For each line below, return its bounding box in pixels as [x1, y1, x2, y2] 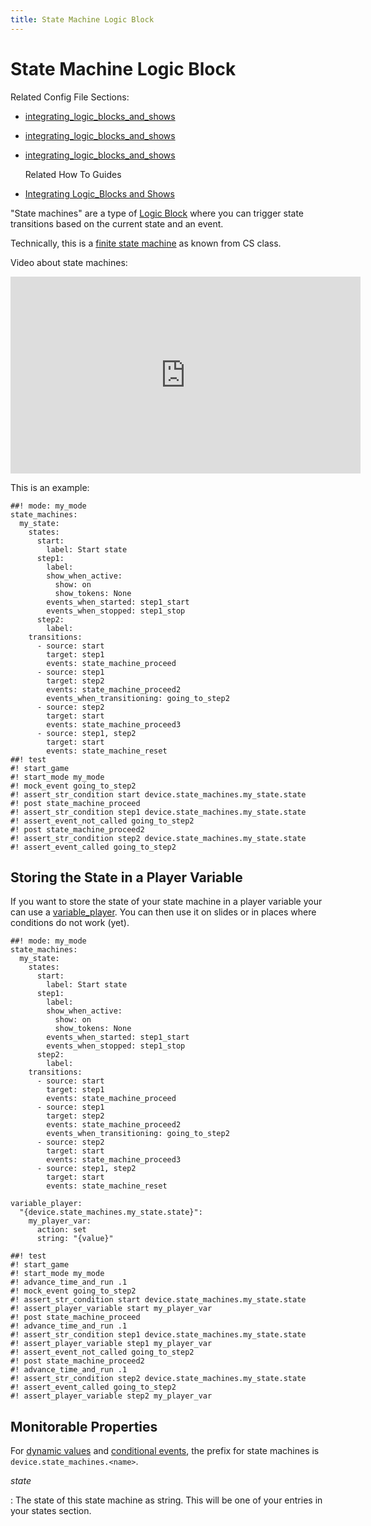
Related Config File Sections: [10, 91, 130, 103]
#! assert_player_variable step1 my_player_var [10, 1339, 213, 1349]
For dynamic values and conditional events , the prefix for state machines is [10, 1445, 320, 1457]
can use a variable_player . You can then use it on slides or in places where [10, 906, 317, 918]
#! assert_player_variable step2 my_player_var [10, 1391, 213, 1401]
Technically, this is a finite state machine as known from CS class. [10, 237, 282, 249]
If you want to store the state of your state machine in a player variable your [10, 896, 323, 908]
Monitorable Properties [10, 1418, 158, 1435]
